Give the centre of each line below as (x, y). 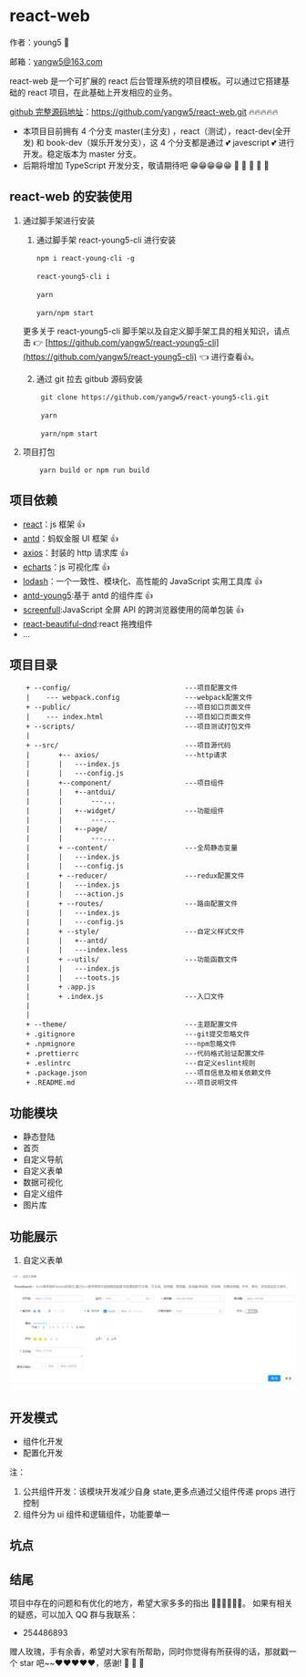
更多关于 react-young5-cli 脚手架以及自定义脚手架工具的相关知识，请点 (156, 331)
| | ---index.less (77, 950)
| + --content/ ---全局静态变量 (132, 849)
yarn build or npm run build (95, 470)
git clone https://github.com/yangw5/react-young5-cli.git (155, 397)
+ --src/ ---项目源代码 (128, 746)
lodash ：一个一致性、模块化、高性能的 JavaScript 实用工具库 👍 (142, 581)
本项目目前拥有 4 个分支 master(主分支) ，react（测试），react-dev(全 (153, 131)
